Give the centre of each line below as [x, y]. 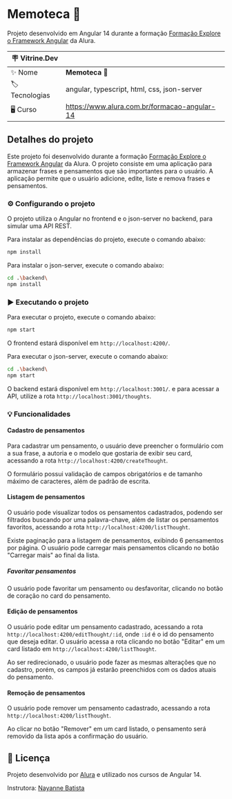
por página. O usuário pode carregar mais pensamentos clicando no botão [113, 547]
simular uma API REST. [40, 226]
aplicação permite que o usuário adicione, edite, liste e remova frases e [109, 178]
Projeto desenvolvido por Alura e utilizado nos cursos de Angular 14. [104, 775]
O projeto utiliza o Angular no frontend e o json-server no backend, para [110, 219]
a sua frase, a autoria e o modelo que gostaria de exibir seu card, [100, 453]
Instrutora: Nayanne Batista [46, 788]
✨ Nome [24, 72]
